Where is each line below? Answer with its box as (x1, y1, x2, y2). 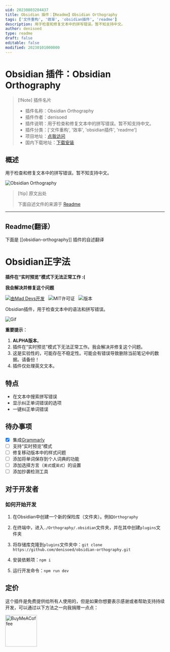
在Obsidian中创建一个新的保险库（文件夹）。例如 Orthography (12, 513, 138, 519)
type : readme (5, 31, 33, 36)
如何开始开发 (5, 501, 37, 508)
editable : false (5, 40, 39, 46)
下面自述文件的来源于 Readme (17, 201, 81, 208)
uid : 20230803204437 (5, 7, 49, 13)
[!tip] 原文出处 (17, 190, 47, 196)
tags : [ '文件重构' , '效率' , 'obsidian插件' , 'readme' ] (5, 17, 117, 22)
